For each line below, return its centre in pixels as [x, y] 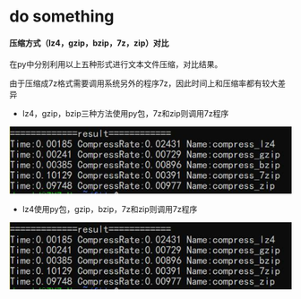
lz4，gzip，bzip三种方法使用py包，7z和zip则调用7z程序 [125, 114]
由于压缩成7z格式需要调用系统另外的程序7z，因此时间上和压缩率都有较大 [144, 83]
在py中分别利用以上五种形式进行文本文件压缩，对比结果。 [116, 64]
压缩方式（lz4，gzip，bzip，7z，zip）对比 [89, 43]
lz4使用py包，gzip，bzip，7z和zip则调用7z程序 [110, 209]
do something [62, 17]
